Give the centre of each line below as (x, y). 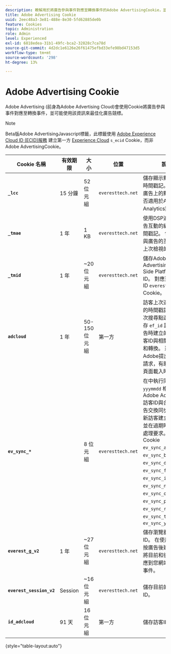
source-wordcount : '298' (32, 57)
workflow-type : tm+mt (28, 53)
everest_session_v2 (31, 591)
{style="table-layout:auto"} (34, 646)
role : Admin (18, 34)
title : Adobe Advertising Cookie (41, 15)
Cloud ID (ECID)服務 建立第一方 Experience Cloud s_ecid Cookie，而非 (79, 140)
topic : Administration (29, 29)
